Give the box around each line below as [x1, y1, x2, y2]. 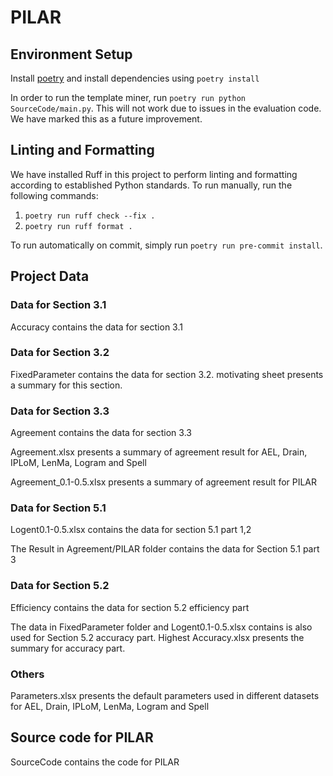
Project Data [10, 268, 90, 285]
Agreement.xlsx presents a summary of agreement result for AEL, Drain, [10, 446, 308, 458]
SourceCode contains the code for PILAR [10, 756, 180, 768]
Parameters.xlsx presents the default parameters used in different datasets [10, 689, 320, 701]
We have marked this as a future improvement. [10, 113, 203, 125]
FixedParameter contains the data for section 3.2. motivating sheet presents [10, 368, 324, 380]
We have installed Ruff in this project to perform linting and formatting [10, 168, 298, 180]
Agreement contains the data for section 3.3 [10, 427, 192, 439]
